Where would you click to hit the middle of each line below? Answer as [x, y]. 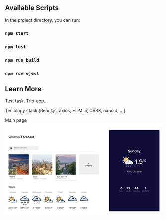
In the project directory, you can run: [42, 20]
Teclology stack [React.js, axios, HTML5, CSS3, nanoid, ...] [65, 111]
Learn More [23, 89]
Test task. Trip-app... [27, 101]
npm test [16, 46]
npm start [17, 33]
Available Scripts [32, 8]
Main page [16, 120]
